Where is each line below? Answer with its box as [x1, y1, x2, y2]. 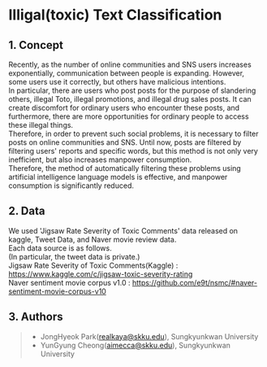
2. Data [8, 204, 45, 218]
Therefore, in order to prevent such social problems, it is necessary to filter [8, 129, 259, 138]
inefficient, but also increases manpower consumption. [8, 155, 192, 164]
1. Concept [8, 38, 63, 52]
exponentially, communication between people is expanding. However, [8, 68, 245, 78]
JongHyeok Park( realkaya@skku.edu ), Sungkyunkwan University [40, 331, 259, 341]
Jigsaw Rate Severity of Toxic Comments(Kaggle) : [8, 260, 179, 270]
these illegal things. [8, 120, 74, 129]
